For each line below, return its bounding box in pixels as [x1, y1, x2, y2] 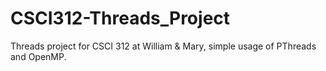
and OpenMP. [10, 50, 67, 62]
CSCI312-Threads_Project [10, 7, 231, 30]
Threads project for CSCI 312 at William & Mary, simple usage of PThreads [10, 40, 317, 52]
